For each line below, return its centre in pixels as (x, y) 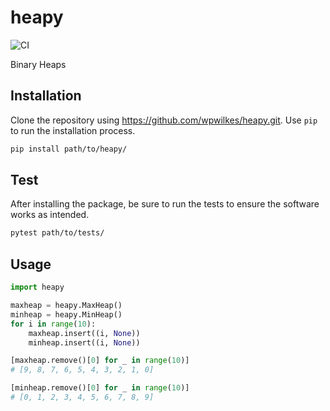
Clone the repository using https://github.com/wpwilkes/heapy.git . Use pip (164, 120)
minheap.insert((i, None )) (84, 342)
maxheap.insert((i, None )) (84, 333)
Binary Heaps (38, 64)
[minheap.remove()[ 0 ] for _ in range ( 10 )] (100, 388)
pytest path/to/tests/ (57, 233)
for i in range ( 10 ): (53, 324)
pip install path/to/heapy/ (69, 149)
